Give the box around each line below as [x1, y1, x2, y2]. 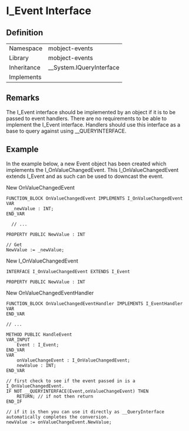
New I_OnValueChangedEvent [6, 257, 78, 264]
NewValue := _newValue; [6, 247, 65, 253]
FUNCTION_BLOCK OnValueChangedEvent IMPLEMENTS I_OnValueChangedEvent [6, 195, 183, 201]
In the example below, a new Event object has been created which [6, 160, 167, 167]
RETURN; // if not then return [16, 393, 94, 399]
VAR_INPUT [6, 337, 31, 343]
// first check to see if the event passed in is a [6, 378, 135, 384]
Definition [6, 28, 43, 38]
